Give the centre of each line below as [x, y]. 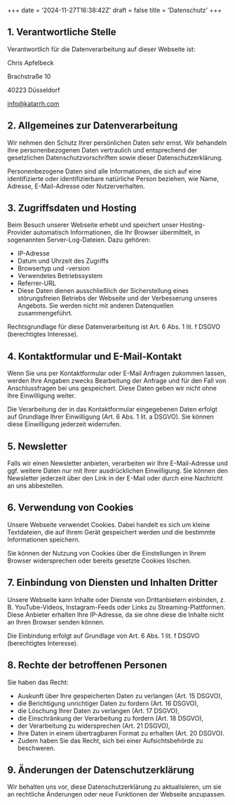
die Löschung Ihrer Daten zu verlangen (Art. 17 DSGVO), [99, 711]
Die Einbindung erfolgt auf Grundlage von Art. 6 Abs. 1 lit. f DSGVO [103, 636]
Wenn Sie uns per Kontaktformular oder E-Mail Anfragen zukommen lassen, [117, 373]
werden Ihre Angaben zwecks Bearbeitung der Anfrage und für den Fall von [117, 381]
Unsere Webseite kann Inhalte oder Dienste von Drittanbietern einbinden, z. [116, 599]
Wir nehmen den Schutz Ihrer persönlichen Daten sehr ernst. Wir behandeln [117, 143]
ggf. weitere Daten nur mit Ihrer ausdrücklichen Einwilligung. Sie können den [117, 471]
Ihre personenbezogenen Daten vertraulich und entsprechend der [102, 150]
